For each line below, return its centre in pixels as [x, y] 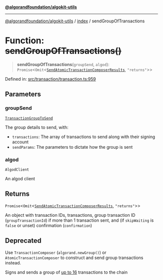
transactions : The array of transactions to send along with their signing [83, 137]
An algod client [20, 178]
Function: [25, 41]
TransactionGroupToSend [29, 118]
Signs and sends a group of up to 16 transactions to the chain [66, 272]
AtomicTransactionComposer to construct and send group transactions [74, 258]
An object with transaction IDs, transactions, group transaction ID [70, 215]
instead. [13, 262]
